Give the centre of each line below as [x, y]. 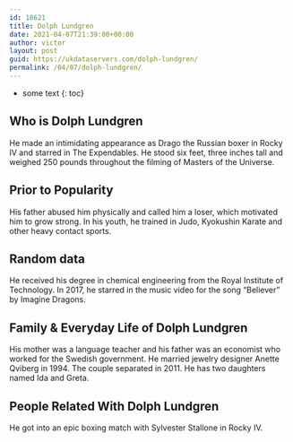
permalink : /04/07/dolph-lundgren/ [76, 68]
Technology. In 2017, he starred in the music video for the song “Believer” [145, 290]
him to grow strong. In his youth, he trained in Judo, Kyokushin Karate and [146, 221]
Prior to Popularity [61, 191]
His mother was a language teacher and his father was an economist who [145, 350]
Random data [47, 259]
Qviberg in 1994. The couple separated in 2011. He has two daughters [138, 368]
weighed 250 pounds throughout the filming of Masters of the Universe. [142, 161]
